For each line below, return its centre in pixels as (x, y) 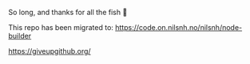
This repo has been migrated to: (61, 27)
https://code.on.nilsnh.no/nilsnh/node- (179, 27)
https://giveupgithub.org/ (50, 51)
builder (20, 36)
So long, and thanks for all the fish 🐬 (68, 12)
